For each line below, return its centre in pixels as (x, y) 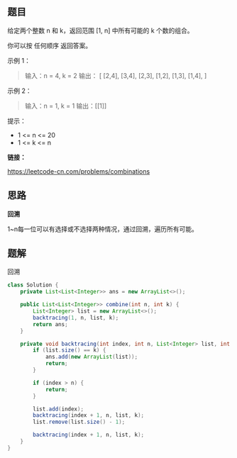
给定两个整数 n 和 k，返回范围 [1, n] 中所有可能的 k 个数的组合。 (100, 30)
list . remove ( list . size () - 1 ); (79, 422)
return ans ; (51, 324)
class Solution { (33, 285)
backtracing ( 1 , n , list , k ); (76, 318)
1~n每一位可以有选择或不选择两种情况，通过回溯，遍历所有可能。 (103, 229)
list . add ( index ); (58, 409)
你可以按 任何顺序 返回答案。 (50, 45)
